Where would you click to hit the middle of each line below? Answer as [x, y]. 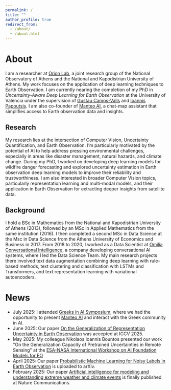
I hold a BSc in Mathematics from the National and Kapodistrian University [83, 223]
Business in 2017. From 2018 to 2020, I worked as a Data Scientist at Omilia [84, 244]
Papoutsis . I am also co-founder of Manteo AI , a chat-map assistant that [81, 106]
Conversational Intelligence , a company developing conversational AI [78, 250]
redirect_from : [21, 24]
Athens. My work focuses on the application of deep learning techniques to [84, 84]
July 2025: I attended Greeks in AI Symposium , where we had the [81, 312]
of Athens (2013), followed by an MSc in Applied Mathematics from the [80, 228]
